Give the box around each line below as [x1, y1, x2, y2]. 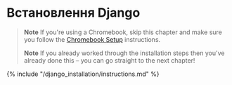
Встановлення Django [6, 5, 141, 21]
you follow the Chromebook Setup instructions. [23, 35, 161, 43]
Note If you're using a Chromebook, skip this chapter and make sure [23, 28, 223, 36]
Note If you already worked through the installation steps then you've [23, 49, 225, 57]
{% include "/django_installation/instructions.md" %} [6, 70, 160, 78]
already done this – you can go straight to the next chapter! [23, 56, 195, 64]
